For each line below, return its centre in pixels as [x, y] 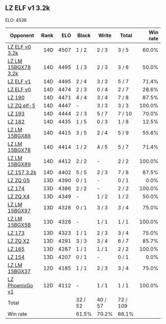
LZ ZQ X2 [19, 241]
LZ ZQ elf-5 [21, 105]
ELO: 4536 [16, 20]
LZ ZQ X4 [19, 196]
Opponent [22, 35]
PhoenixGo [21, 285]
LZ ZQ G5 [19, 180]
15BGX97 [19, 211]
